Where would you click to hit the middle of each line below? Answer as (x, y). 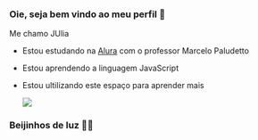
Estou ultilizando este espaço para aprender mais (113, 86)
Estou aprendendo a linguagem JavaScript (100, 68)
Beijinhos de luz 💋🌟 (51, 126)
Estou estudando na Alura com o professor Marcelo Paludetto (136, 51)
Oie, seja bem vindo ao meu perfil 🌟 (87, 14)
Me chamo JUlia (39, 34)
